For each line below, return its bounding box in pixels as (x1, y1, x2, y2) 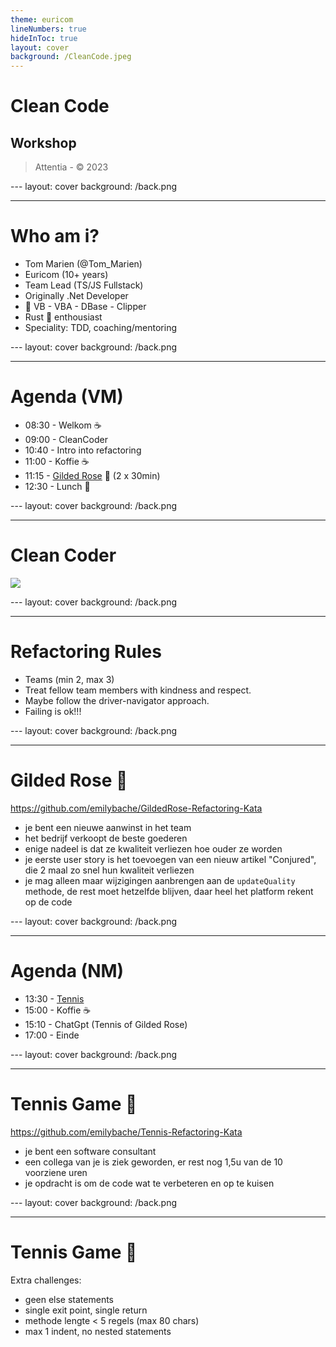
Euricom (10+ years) (24, 269, 109, 281)
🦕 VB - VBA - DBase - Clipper (24, 301, 147, 313)
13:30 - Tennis (24, 992, 85, 1005)
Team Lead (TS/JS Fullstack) (24, 279, 144, 291)
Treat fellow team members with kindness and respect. (24, 684, 252, 696)
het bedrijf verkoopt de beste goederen (24, 832, 188, 844)
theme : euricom (10, 14, 74, 25)
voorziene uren (24, 1166, 88, 1178)
